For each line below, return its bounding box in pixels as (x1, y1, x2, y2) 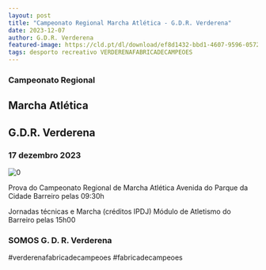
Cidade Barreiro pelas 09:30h (8, 192, 104, 200)
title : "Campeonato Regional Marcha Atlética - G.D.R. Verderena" (8, 19, 232, 27)
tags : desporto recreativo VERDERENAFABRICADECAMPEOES (8, 48, 193, 56)
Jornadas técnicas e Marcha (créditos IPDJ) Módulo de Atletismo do (8, 207, 231, 216)
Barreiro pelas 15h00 (8, 215, 76, 224)
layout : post (8, 11, 51, 20)
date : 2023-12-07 (8, 26, 66, 34)
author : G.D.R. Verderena (8, 33, 93, 42)
